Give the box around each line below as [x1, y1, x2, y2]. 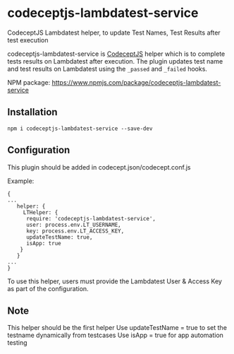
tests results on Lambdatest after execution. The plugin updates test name [7, 57, 223, 65]
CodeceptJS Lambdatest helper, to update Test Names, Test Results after [7, 28, 221, 37]
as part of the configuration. [7, 284, 90, 293]
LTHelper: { [23, 208, 58, 216]
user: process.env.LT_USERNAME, [25, 221, 121, 228]
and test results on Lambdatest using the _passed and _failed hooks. [7, 64, 208, 73]
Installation [7, 106, 58, 118]
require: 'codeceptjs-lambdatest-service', [25, 215, 156, 222]
